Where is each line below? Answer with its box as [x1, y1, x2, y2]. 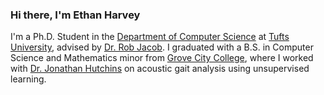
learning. [10, 73, 47, 85]
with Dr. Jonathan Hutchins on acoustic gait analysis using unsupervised [10, 63, 310, 75]
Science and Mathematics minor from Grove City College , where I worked [10, 52, 314, 64]
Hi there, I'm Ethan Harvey [10, 8, 141, 22]
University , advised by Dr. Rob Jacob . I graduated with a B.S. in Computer [10, 41, 314, 53]
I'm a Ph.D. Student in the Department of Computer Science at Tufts [10, 31, 290, 43]
